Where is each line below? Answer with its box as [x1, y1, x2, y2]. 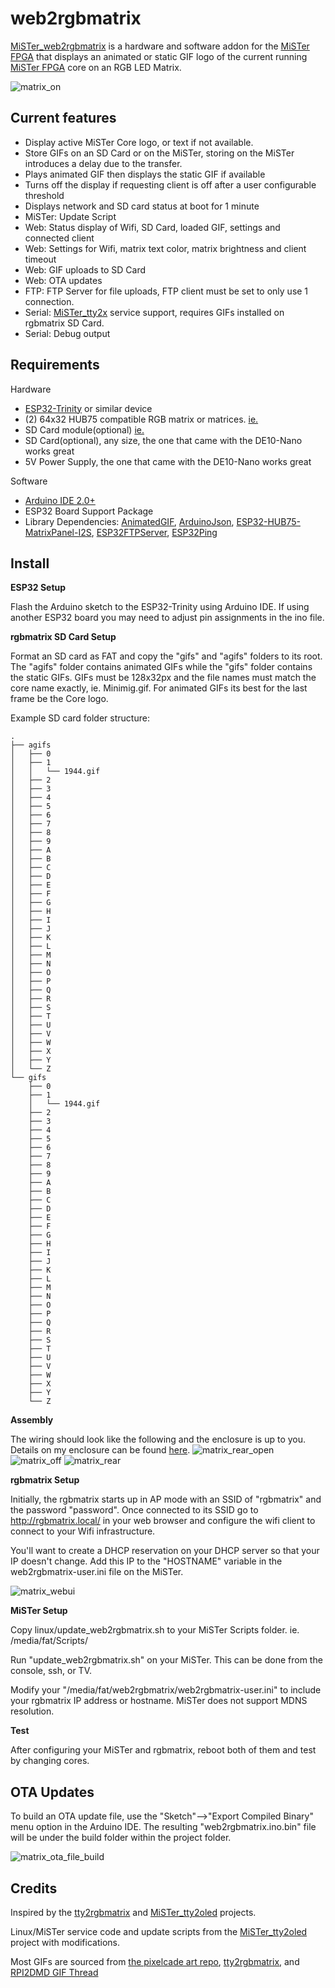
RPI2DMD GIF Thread [10, 1967, 99, 1978]
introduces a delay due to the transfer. [24, 157, 183, 169]
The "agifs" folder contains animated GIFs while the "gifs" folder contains [10, 661, 313, 673]
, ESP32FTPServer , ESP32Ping [91, 526, 218, 538]
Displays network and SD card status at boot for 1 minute [24, 200, 260, 212]
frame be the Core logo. [10, 693, 109, 705]
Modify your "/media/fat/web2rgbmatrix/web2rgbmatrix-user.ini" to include [10, 1684, 322, 1696]
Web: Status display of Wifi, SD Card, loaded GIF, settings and [24, 221, 281, 233]
